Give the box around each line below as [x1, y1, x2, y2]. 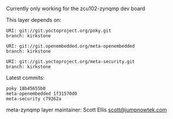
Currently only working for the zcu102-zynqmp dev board [6, 5, 145, 12]
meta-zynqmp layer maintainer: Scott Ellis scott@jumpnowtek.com [6, 106, 167, 113]
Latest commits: [6, 74, 45, 81]
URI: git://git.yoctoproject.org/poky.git [6, 28, 111, 34]
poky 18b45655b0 [6, 85, 46, 91]
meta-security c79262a [6, 96, 62, 102]
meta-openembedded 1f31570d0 [6, 91, 77, 97]
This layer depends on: [6, 16, 62, 23]
